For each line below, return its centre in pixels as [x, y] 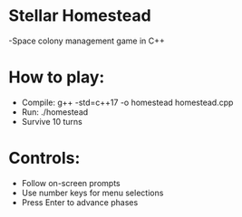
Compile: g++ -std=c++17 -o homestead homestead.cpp [127, 102]
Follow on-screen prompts [71, 183]
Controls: [44, 158]
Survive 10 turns [52, 121]
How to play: [57, 77]
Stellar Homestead [80, 16]
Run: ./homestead [55, 112]
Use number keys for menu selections [92, 193]
